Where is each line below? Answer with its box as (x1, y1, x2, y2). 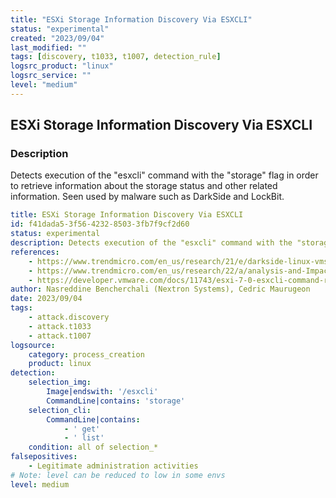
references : (10, 247, 60, 257)
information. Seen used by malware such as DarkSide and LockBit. (10, 191, 285, 203)
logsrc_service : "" (10, 71, 92, 81)
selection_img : (28, 377, 92, 388)
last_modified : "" (10, 42, 87, 53)
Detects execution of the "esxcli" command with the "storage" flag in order (10, 169, 319, 181)
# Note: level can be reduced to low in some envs (10, 470, 226, 480)
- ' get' (63, 424, 101, 434)
